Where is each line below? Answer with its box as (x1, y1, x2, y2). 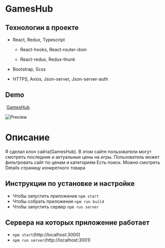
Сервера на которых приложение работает (5, 218, 150, 227)
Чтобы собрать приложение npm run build (12, 198, 104, 204)
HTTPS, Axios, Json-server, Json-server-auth (12, 76, 108, 82)
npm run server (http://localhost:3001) (12, 237, 91, 243)
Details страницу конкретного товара (5, 164, 86, 170)
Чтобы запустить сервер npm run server (12, 203, 99, 209)
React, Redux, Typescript (12, 37, 65, 43)
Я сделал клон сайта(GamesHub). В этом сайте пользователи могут (5, 148, 152, 155)
